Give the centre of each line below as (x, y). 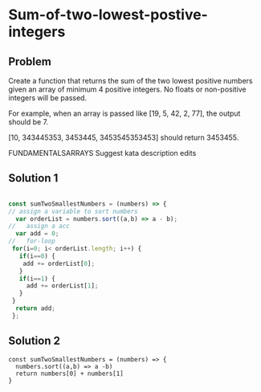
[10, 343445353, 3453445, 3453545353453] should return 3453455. (124, 137)
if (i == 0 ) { (37, 256)
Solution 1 (33, 178)
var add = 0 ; (37, 234)
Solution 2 (34, 341)
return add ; (36, 308)
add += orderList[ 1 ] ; (62, 286)
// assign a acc (39, 227)
